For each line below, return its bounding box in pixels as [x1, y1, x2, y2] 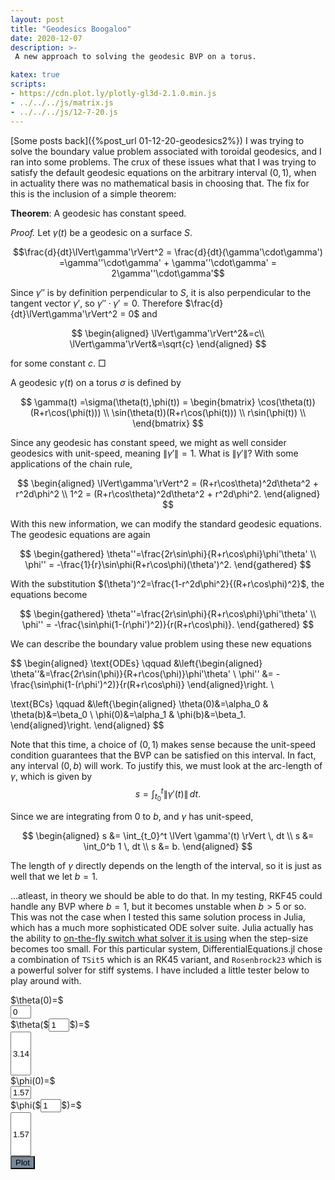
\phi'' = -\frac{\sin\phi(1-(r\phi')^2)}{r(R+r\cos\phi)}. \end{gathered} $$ [21, 618, 315, 630]
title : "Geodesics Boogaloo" [10, 24, 132, 34]
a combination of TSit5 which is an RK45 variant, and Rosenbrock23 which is [10, 954, 322, 966]
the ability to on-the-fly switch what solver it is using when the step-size [10, 932, 309, 945]
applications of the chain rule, [10, 457, 133, 470]
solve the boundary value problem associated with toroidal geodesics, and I [10, 145, 322, 157]
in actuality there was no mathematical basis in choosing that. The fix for [10, 177, 310, 189]
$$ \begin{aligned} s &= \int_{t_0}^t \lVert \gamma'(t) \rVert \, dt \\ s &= [21, 830, 315, 842]
